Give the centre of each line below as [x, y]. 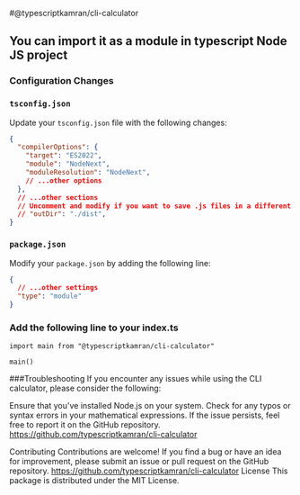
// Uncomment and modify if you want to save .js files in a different [154, 206]
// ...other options [64, 180]
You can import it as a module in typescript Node [148, 41]
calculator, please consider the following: [85, 388]
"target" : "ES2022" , [64, 156]
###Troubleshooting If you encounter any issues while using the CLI [136, 379]
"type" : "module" [50, 296]
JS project [39, 55]
